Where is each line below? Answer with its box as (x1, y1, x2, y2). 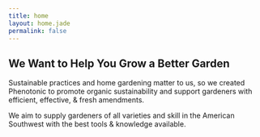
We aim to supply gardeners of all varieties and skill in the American (8, 110, 235, 121)
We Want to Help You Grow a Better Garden (8, 56, 230, 70)
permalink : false (8, 27, 67, 35)
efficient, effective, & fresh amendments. (8, 95, 144, 105)
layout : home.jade (8, 19, 70, 27)
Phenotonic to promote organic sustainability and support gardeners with (8, 86, 253, 97)
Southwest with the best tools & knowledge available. (8, 119, 186, 129)
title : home (8, 11, 49, 20)
